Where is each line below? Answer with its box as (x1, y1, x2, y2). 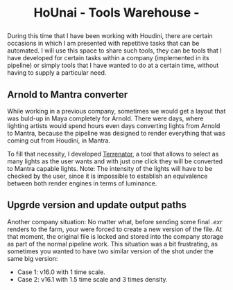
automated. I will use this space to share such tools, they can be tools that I (7, 46, 222, 55)
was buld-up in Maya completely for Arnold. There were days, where (7, 114, 204, 123)
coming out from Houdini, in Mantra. (7, 136, 111, 145)
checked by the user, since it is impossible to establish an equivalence (7, 172, 208, 180)
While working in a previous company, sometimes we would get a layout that (7, 107, 226, 115)
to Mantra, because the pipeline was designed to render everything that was (7, 129, 225, 137)
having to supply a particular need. (7, 69, 107, 77)
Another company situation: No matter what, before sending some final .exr (7, 217, 223, 226)
